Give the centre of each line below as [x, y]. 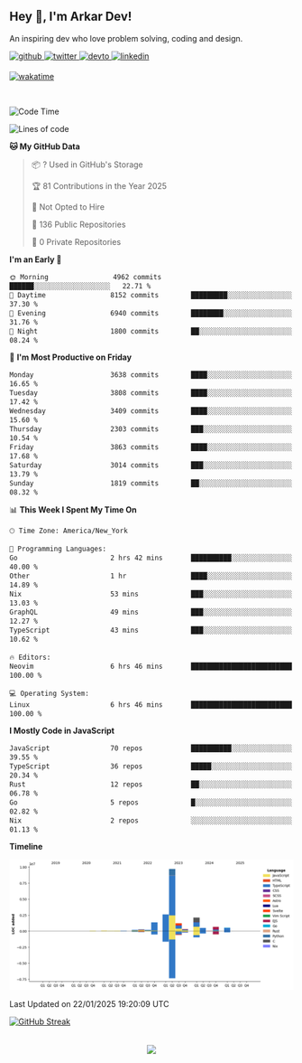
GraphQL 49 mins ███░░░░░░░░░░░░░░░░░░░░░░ [151, 612]
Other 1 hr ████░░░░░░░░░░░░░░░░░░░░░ [151, 576]
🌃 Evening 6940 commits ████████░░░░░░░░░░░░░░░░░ [151, 313]
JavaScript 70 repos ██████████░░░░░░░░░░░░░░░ [151, 748]
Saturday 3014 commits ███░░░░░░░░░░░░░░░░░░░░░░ [151, 465]
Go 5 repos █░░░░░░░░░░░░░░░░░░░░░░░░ [151, 802]
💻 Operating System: [50, 693]
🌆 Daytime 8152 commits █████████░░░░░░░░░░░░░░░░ [151, 295]
